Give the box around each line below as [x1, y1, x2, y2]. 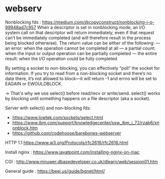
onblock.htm [12, 125, 38, 130]
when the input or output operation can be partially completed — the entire [5, 50, 157, 56]
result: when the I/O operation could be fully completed [5, 55, 117, 61]
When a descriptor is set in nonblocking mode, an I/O [37, 24, 145, 30]
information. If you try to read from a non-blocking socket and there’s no [5, 70, 152, 76]
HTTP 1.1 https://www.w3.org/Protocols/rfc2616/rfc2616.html [5, 139, 129, 145]
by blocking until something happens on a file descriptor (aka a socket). [5, 95, 151, 101]
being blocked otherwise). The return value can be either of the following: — [5, 40, 160, 46]
